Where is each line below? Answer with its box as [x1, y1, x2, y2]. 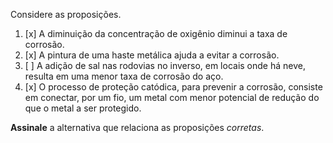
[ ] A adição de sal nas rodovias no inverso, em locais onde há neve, [24, 60, 306, 71]
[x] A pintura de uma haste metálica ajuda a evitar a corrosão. [24, 49, 280, 61]
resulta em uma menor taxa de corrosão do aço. [24, 70, 224, 82]
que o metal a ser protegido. [24, 102, 142, 114]
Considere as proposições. [10, 9, 122, 20]
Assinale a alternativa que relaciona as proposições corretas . [10, 122, 265, 133]
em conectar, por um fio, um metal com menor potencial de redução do [24, 92, 320, 103]
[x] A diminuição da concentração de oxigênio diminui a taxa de [24, 28, 288, 39]
